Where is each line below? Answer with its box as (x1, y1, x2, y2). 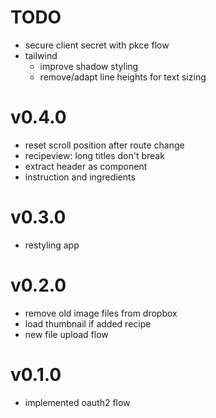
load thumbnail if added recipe (24, 317, 152, 330)
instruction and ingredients (24, 171, 136, 183)
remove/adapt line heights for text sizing (39, 71, 207, 83)
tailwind (24, 49, 58, 61)
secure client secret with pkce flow (24, 39, 170, 51)
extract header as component (24, 160, 148, 172)
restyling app (24, 239, 80, 251)
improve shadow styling (39, 60, 139, 72)
